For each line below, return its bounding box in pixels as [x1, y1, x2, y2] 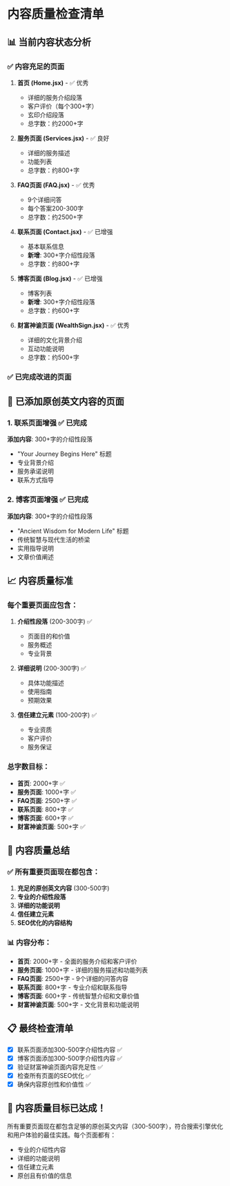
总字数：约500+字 [27, 353, 79, 361]
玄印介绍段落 [27, 110, 64, 118]
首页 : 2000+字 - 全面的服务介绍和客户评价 [17, 957, 137, 965]
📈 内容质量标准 [7, 575, 74, 587]
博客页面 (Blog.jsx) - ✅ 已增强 [17, 274, 103, 283]
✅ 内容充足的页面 [7, 62, 65, 71]
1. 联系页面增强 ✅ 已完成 [7, 418, 88, 428]
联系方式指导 [17, 476, 54, 484]
